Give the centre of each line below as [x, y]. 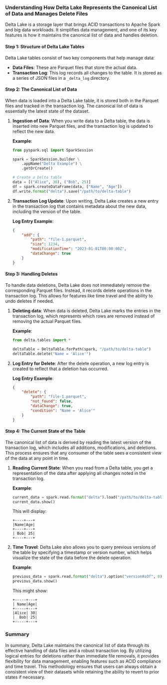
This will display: [29, 511]
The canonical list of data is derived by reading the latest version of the [78, 442]
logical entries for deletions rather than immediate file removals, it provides [82, 656]
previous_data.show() [35, 581]
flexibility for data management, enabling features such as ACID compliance [83, 661]
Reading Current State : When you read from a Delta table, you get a [83, 467]
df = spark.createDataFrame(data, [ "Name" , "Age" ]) [67, 187]
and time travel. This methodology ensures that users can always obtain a [81, 666]
